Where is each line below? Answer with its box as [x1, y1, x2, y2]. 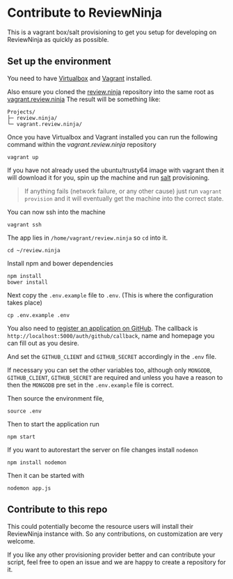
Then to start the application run [7, 419, 99, 428]
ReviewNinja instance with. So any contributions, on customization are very [7, 530, 223, 538]
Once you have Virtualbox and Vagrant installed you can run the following [7, 132, 218, 141]
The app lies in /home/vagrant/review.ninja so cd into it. [7, 233, 168, 242]
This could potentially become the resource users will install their [7, 522, 193, 530]
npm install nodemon [7, 458, 67, 466]
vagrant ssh [7, 221, 42, 228]
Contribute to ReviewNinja [7, 5, 162, 21]
